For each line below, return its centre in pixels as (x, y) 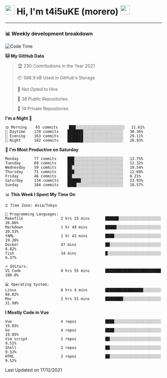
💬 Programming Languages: (32, 214)
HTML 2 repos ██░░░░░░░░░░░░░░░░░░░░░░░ (83, 357)
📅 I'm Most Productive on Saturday (42, 150)
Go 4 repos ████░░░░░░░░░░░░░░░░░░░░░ (83, 330)
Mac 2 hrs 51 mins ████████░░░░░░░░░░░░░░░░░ (83, 299)
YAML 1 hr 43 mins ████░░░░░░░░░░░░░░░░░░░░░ (83, 236)
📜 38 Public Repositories (42, 99)
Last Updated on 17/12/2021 (34, 370)
